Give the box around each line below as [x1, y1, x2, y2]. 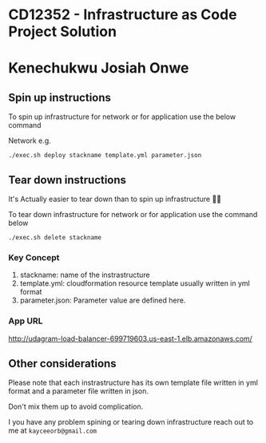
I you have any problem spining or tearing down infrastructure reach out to [8, 417, 254, 427]
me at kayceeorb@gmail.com [8, 425, 97, 436]
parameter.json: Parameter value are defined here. [19, 295, 186, 305]
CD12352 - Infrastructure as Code [8, 6, 237, 24]
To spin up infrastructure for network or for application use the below [8, 112, 236, 121]
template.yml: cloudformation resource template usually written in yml [19, 279, 250, 288]
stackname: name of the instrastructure [19, 270, 150, 280]
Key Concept [8, 251, 60, 263]
